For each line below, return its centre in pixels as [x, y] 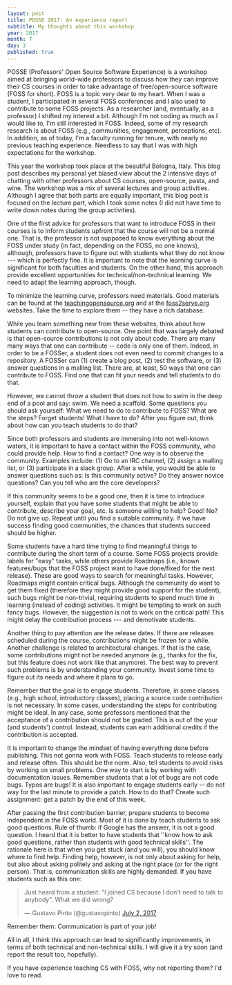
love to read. [25, 975]
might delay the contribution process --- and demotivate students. [101, 619]
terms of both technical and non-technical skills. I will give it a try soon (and [115, 947]
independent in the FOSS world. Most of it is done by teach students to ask [114, 820]
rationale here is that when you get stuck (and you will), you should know [111, 849]
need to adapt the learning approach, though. [72, 282]
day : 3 [17, 46]
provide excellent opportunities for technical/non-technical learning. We [109, 274]
